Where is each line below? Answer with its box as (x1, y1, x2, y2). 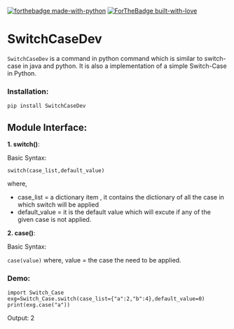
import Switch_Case (7, 289, 64, 297)
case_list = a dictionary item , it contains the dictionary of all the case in (17, 193, 224, 202)
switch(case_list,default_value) (7, 167, 105, 174)
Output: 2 (7, 314, 35, 322)
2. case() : (7, 229, 36, 237)
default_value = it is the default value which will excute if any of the (17, 208, 212, 216)
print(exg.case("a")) (7, 302, 71, 309)
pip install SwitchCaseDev (7, 102, 86, 110)
